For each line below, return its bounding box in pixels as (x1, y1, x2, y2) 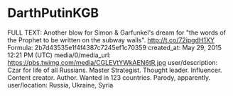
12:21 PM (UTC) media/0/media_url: (7, 51, 112, 59)
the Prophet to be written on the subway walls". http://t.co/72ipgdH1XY (7, 35, 215, 44)
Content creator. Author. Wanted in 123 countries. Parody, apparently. (7, 73, 211, 82)
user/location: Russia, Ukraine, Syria (7, 80, 114, 89)
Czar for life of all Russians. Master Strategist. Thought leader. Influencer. (7, 66, 222, 74)
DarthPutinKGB (7, 5, 99, 21)
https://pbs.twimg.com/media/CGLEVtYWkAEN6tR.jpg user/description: (7, 58, 218, 66)
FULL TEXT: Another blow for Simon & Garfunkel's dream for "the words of (7, 28, 226, 37)
